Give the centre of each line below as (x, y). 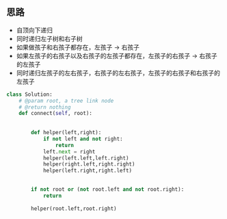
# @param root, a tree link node (66, 101)
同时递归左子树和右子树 (49, 38)
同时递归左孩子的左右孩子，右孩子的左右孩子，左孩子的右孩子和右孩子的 (118, 73)
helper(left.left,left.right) (86, 158)
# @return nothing (45, 107)
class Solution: (29, 94)
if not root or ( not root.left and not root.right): (108, 190)
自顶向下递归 (34, 30)
